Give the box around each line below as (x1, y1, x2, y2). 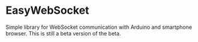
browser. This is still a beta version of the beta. (5, 29, 121, 37)
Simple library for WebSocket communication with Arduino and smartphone (5, 23, 193, 31)
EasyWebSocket (5, 4, 89, 17)
